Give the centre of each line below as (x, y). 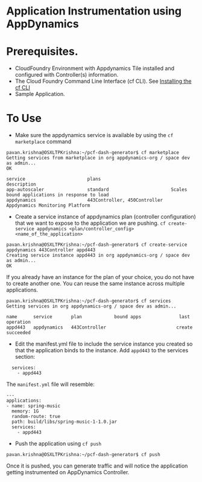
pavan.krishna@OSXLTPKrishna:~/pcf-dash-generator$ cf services (89, 301)
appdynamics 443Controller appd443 (51, 250)
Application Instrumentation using (94, 11)
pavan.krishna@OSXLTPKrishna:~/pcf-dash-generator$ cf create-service (97, 245)
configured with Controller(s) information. (67, 75)
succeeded (19, 333)
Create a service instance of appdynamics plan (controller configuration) (105, 217)
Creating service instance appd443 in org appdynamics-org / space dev (98, 255)
